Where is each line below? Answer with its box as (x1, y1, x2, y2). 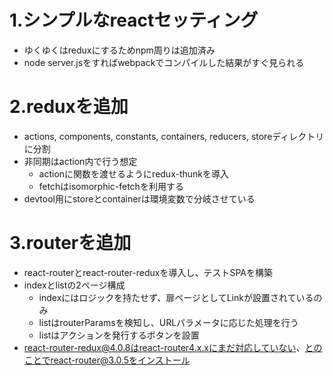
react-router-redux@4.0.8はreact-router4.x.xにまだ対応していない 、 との (23, 341, 323, 353)
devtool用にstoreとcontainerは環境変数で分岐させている (23, 192, 256, 205)
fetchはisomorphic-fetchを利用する (38, 180, 184, 192)
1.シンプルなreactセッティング (9, 9, 259, 32)
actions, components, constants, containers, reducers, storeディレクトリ (23, 130, 325, 142)
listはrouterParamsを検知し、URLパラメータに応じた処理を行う (38, 316, 299, 328)
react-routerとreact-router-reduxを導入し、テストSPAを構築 (23, 266, 273, 278)
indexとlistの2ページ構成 (23, 279, 126, 291)
